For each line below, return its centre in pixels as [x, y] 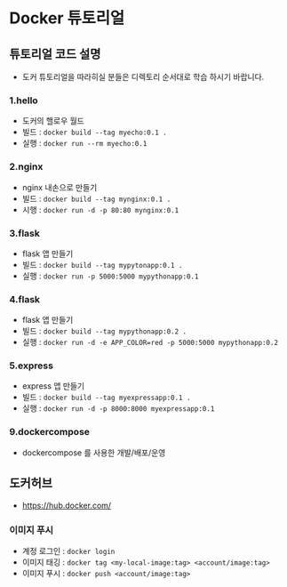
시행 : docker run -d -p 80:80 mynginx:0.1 [100, 209]
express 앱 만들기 [53, 386]
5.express [31, 366]
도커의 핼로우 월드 [53, 121]
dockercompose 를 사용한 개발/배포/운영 [94, 452]
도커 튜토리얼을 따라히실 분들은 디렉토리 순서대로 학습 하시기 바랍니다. [143, 77]
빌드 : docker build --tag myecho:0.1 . [94, 132]
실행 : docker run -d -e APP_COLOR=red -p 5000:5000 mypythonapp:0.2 [150, 342]
